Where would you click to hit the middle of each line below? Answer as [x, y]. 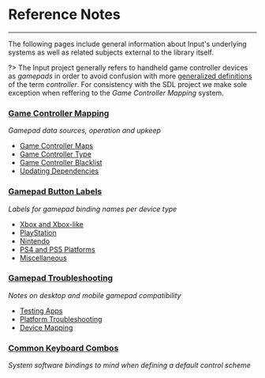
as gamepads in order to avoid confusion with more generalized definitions [130, 76]
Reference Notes [64, 15]
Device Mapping [46, 327]
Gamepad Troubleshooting [60, 278]
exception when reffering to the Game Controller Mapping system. [116, 93]
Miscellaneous [43, 258]
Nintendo [34, 241]
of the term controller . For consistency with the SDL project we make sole [127, 84]
